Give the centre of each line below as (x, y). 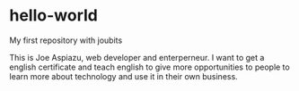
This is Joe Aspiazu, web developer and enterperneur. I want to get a (137, 57)
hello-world (54, 16)
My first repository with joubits (66, 40)
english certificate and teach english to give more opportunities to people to (149, 67)
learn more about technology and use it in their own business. (123, 76)
